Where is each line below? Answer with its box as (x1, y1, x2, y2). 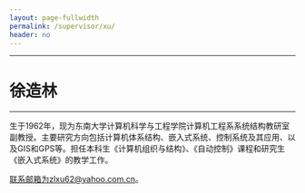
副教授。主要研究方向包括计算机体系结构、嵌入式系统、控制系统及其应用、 (9, 132, 288, 143)
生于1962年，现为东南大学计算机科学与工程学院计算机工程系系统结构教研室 (9, 121, 290, 131)
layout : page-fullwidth (9, 13, 100, 23)
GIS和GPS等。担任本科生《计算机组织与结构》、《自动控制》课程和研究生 (16, 143, 286, 154)
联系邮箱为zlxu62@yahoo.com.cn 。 (9, 174, 143, 185)
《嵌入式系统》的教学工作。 (9, 155, 113, 166)
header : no (9, 30, 51, 39)
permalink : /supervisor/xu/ (9, 22, 116, 31)
